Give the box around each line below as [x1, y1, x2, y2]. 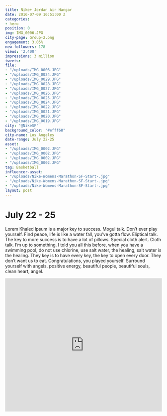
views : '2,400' [5, 49, 37, 54]
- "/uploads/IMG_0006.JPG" [5, 68, 61, 73]
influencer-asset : [5, 169, 43, 174]
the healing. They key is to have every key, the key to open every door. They [5, 252, 162, 258]
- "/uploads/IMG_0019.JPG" [5, 118, 61, 124]
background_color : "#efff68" [5, 128, 66, 133]
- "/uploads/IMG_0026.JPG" [5, 91, 61, 96]
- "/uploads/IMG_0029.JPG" [5, 77, 61, 82]
